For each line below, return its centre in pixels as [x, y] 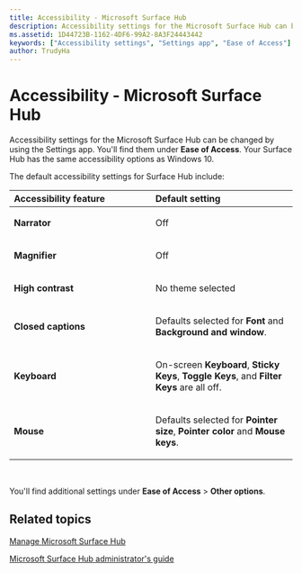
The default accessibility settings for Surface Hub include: [117, 177]
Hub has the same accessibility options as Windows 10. [112, 159]
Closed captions [49, 327]
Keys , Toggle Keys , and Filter [219, 377]
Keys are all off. [189, 387]
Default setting [188, 199]
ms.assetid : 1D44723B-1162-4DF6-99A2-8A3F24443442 [106, 34]
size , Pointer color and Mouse [221, 432]
